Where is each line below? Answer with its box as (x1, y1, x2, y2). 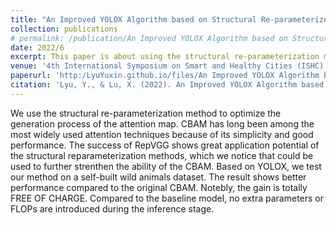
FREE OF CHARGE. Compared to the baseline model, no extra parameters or (10, 192, 325, 204)
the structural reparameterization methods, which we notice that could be (10, 149, 314, 161)
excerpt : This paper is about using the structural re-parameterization (10, 52, 320, 62)
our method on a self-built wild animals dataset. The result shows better (10, 171, 307, 183)
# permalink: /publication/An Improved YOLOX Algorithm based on (10, 33, 288, 43)
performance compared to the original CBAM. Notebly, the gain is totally (10, 181, 308, 193)
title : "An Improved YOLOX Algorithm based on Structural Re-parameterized (10, 14, 333, 25)
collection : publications (10, 24, 118, 34)
